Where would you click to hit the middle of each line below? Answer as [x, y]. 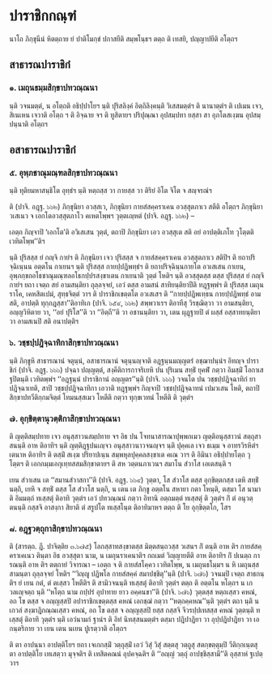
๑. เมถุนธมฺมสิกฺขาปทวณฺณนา [53, 88]
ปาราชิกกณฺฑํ [43, 16]
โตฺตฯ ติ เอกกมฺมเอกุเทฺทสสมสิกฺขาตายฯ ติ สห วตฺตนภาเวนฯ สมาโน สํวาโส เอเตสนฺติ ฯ [120, 463]
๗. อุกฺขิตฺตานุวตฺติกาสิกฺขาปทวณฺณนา [65, 419]
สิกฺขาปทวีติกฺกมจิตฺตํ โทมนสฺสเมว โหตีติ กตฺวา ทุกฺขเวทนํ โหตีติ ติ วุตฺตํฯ [101, 397]
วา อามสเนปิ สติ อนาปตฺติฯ [44, 321]
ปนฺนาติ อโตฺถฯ [28, 123]
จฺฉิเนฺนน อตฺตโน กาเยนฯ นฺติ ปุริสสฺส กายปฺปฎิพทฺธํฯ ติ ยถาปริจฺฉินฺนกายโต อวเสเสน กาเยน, [127, 267]
